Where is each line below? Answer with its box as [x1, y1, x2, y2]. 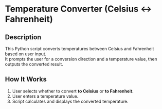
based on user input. [5, 51, 47, 57]
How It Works [5, 75, 47, 83]
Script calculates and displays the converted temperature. [12, 98, 128, 104]
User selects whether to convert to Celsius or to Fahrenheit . [12, 88, 134, 94]
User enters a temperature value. [12, 93, 79, 99]
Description [5, 33, 41, 41]
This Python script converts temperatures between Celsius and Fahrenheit [5, 46, 154, 51]
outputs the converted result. [5, 62, 63, 67]
